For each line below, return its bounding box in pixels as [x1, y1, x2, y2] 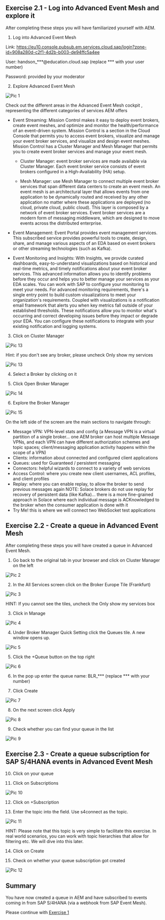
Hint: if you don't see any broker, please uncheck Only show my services [5, 352, 153, 358]
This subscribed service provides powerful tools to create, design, [12, 235, 147, 241]
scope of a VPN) [12, 449, 46, 455]
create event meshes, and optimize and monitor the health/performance [12, 122, 159, 128]
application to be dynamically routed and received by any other [20, 194, 148, 200]
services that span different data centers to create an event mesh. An [20, 183, 161, 189]
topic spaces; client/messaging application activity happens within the [12, 444, 155, 450]
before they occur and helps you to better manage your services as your [12, 276, 160, 282]
